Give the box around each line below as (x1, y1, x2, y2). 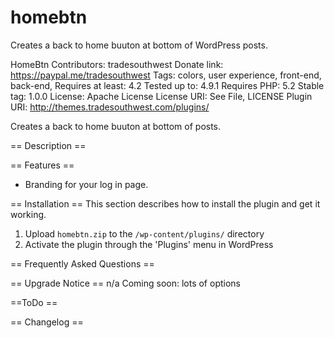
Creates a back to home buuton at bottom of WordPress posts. (10, 39, 268, 51)
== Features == (10, 159, 75, 171)
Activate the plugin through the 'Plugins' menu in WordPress (24, 238, 274, 250)
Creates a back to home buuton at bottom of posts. (10, 120, 222, 132)
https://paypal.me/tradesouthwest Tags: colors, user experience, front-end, (10, 69, 322, 81)
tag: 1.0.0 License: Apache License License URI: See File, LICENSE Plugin (10, 90, 313, 102)
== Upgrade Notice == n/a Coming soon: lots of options (10, 277, 241, 289)
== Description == (10, 139, 87, 151)
